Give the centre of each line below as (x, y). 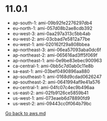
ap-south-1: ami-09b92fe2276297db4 (52, 23)
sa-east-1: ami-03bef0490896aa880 (51, 71)
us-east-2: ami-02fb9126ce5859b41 (50, 93)
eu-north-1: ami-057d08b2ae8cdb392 (52, 28)
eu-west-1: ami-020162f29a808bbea (51, 44)
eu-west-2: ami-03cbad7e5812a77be (51, 39)
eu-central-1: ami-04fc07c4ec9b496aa (53, 87)
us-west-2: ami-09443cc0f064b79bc (52, 103)
